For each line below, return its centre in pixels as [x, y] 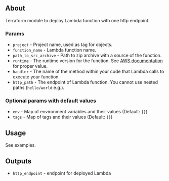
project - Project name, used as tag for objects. [62, 44]
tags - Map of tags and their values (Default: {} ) [62, 117]
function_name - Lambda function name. [54, 50]
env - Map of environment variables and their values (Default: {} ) [80, 112]
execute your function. [36, 77]
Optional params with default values [51, 101]
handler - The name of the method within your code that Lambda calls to [88, 72]
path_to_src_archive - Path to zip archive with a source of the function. [87, 56]
